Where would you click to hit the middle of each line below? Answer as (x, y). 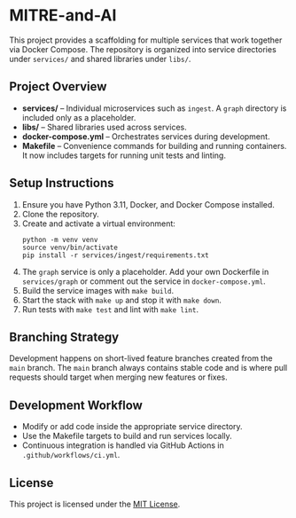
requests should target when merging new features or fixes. (118, 377)
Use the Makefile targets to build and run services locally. (127, 436)
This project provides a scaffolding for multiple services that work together (146, 40)
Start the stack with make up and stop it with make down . (121, 300)
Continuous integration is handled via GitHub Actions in (123, 445)
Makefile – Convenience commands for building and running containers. (154, 145)
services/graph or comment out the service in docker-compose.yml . (144, 281)
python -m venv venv (60, 239)
